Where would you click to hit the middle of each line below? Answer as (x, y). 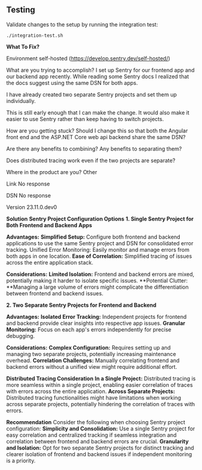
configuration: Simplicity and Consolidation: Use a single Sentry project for (101, 428)
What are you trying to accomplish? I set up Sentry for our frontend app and (100, 70)
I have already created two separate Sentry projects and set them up (92, 94)
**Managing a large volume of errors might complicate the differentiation (97, 287)
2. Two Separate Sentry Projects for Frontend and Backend (81, 305)
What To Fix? (23, 46)
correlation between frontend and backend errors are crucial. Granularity (97, 441)
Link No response (28, 184)
